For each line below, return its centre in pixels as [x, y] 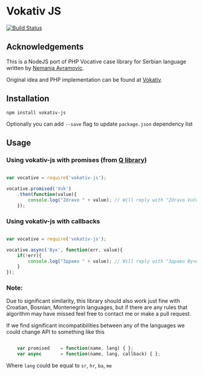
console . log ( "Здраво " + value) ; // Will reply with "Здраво [107, 261]
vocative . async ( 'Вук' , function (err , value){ [64, 250]
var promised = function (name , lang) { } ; [76, 348]
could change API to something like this [55, 332]
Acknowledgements [45, 47]
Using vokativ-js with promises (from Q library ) [76, 160]
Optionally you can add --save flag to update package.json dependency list [100, 124]
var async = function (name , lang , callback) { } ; [89, 354]
